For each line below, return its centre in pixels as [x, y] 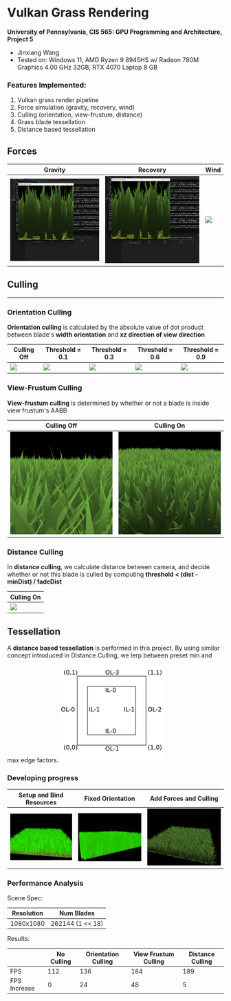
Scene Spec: [25, 898]
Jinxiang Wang [38, 52]
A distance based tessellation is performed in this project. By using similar [113, 648]
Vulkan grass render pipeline [58, 100]
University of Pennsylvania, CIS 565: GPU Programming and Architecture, [114, 32]
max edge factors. [33, 760]
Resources [41, 802]
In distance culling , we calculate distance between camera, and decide [109, 567]
